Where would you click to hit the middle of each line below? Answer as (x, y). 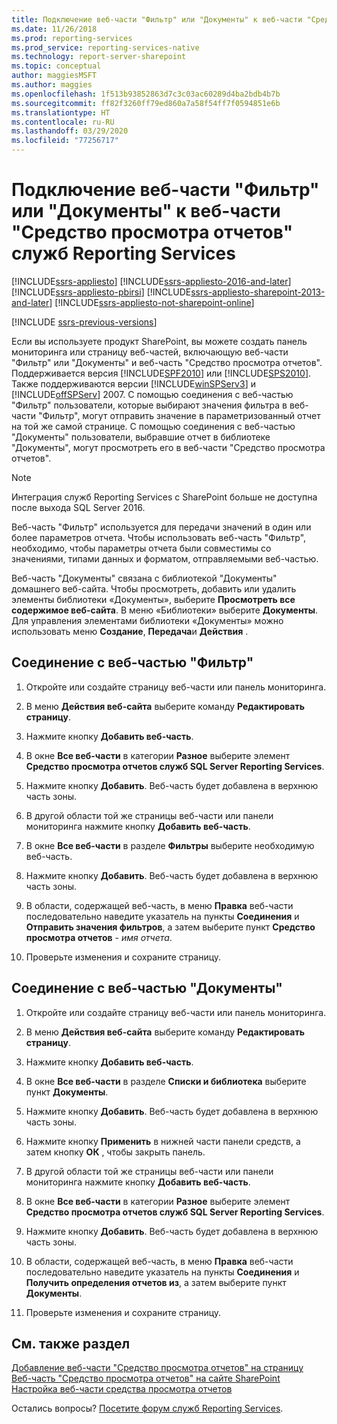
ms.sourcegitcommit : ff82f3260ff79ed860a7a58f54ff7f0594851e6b (146, 103)
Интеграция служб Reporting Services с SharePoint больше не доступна (164, 497)
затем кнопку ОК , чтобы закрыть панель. (115, 1152)
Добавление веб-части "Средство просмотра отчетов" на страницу (157, 1368)
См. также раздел (71, 1343)
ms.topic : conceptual (56, 66)
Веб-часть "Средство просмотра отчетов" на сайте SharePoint (146, 1378)
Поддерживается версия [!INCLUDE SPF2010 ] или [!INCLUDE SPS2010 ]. (161, 373)
